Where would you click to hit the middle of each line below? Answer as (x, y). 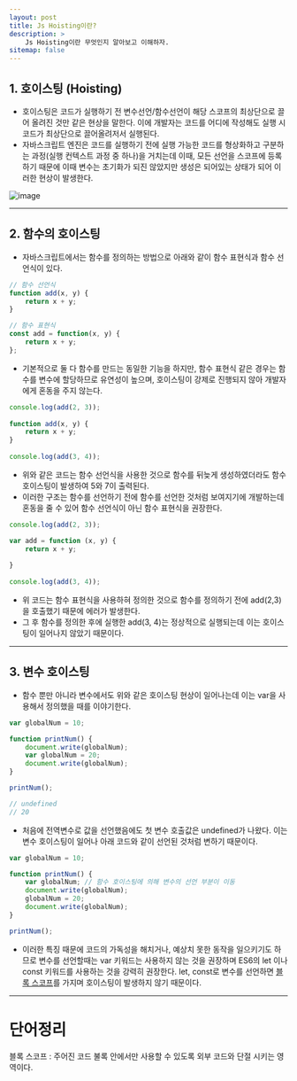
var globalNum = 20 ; (63, 755)
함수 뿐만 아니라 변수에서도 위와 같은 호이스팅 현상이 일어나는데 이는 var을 (149, 695)
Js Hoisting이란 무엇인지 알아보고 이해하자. (97, 42)
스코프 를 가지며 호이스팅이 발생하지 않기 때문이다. (116, 982)
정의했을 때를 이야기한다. (88, 706)
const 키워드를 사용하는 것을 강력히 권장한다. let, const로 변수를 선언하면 (148, 971)
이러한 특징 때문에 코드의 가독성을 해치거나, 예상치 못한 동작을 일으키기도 (147, 949)
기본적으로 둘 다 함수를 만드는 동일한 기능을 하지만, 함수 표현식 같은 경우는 (149, 368)
